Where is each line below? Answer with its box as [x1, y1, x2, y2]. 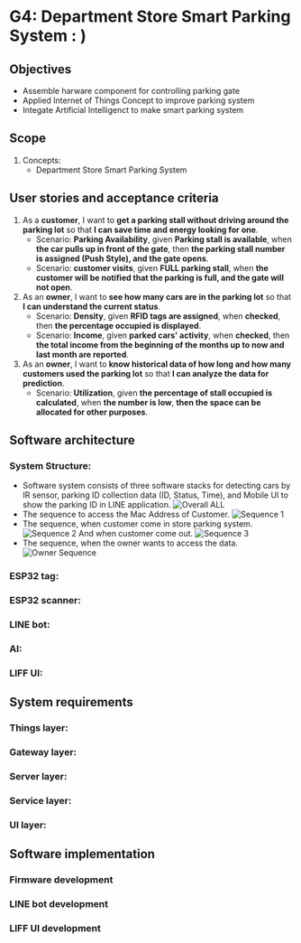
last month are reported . [35, 349, 129, 359]
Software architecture [9, 433, 135, 448]
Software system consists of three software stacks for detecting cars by [22, 481, 291, 491]
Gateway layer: [9, 746, 78, 759]
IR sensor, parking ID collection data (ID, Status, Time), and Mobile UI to [22, 490, 288, 500]
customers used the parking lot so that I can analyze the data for [22, 368, 269, 378]
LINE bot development [9, 898, 108, 910]
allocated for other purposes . [35, 406, 149, 417]
